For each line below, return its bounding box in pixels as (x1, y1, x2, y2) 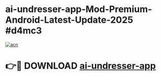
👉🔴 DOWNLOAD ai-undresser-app (5, 60, 156, 71)
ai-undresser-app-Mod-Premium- (5, 4, 152, 15)
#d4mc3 (5, 25, 42, 36)
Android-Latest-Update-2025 (5, 14, 134, 26)
